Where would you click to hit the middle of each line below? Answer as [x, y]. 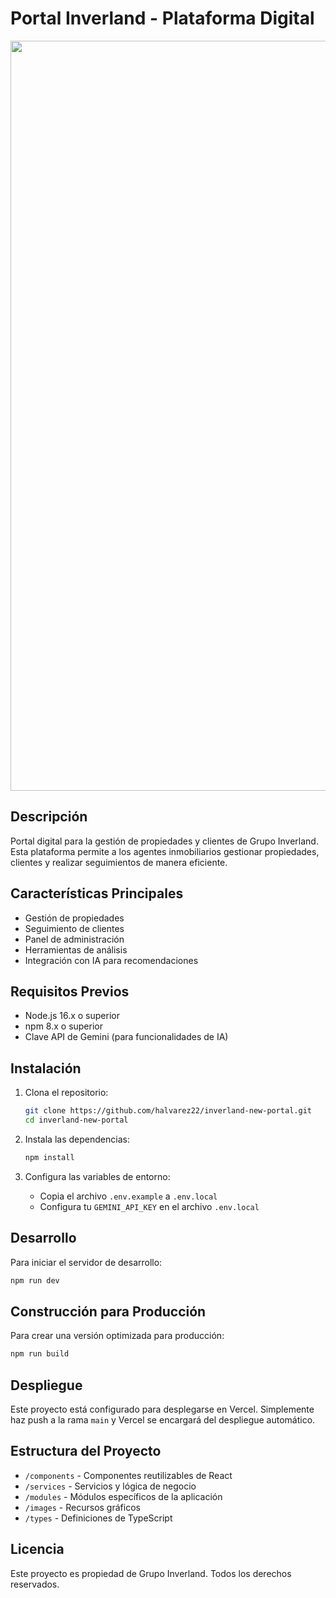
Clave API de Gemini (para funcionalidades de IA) [126, 1037]
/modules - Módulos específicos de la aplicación [123, 1496]
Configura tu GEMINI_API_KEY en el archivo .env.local [149, 1206]
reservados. [35, 1584]
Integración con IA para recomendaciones [111, 960]
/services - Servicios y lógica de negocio [110, 1486]
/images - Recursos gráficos [82, 1507]
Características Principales [97, 893]
